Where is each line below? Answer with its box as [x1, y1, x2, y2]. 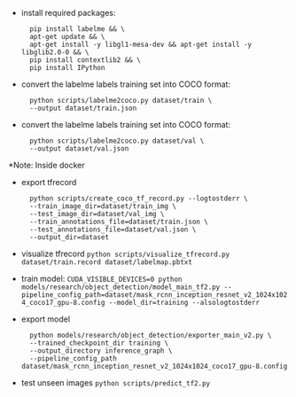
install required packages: [20, 8, 116, 18]
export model [20, 314, 71, 324]
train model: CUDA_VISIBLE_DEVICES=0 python [20, 274, 183, 284]
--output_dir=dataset [29, 233, 110, 242]
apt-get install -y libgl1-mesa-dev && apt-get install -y [29, 40, 253, 49]
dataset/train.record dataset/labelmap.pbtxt [20, 258, 192, 267]
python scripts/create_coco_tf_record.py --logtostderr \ [29, 194, 248, 203]
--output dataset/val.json [29, 144, 129, 153]
